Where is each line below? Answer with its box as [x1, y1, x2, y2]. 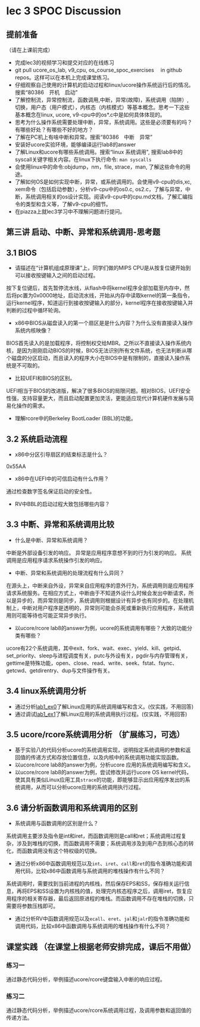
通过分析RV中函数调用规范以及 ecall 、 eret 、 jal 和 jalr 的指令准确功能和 [14, 915, 190, 922]
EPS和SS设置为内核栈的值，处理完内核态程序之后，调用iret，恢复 [26, 888, 187, 895]
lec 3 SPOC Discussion [6, 4, 121, 18]
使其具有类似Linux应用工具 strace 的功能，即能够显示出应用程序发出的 [14, 776, 186, 783]
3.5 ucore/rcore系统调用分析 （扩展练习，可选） [6, 730, 185, 740]
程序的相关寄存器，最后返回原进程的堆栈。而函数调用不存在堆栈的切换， [11, 895, 189, 902]
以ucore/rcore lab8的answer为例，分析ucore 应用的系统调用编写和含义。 [14, 761, 194, 768]
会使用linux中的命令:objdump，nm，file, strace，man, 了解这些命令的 [14, 163, 186, 170]
